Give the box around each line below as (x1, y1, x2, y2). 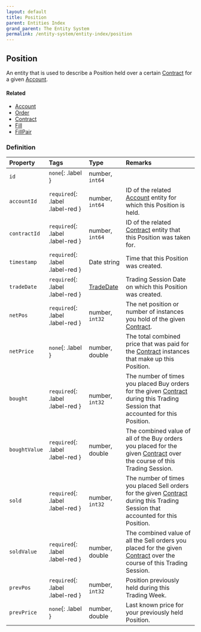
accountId (9, 198, 37, 205)
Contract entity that (125, 226, 181, 234)
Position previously (125, 576, 179, 585)
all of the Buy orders (125, 435, 183, 443)
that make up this (125, 355, 175, 363)
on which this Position (125, 283, 188, 291)
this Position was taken (125, 233, 190, 242)
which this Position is (125, 201, 185, 209)
